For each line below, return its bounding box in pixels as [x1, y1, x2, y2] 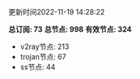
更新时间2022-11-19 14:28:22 [8, 7, 105, 16]
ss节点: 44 [19, 62, 56, 72]
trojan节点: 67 [19, 52, 66, 61]
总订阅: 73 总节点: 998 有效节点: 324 [8, 24, 132, 34]
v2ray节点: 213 [19, 42, 70, 51]
